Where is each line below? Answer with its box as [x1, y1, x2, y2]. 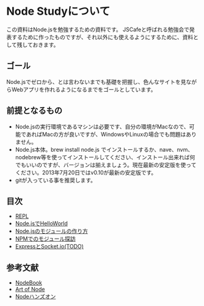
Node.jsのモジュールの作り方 [15, 228, 89, 235]
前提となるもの [6, 105, 63, 116]
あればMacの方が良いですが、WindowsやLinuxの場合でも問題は [26, 130, 186, 138]
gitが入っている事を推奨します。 [15, 176, 97, 184]
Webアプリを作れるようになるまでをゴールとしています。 [11, 86, 156, 93]
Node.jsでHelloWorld [15, 220, 68, 227]
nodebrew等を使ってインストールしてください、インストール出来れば [15, 153, 191, 161]
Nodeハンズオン [15, 293, 56, 300]
